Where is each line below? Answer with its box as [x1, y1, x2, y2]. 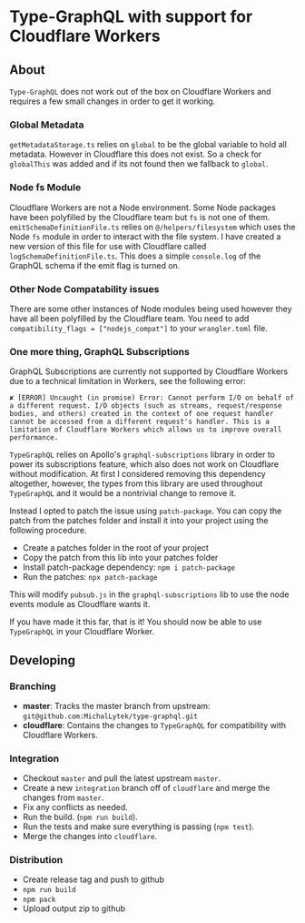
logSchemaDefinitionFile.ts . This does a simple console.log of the [9, 250, 261, 261]
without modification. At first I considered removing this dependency [9, 469, 266, 480]
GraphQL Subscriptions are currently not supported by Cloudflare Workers [9, 366, 289, 377]
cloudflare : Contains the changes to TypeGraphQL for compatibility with [22, 719, 287, 730]
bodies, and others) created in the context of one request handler [9, 410, 274, 419]
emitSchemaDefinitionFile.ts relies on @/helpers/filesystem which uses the [9, 221, 296, 232]
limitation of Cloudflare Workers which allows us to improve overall [9, 425, 282, 434]
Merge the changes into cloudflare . [22, 831, 157, 842]
